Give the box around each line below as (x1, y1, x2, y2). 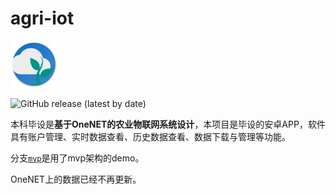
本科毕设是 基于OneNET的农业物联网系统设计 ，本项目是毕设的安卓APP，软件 (10, 118, 326, 130)
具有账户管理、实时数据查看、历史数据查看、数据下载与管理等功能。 (10, 130, 291, 142)
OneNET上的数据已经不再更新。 (10, 173, 142, 185)
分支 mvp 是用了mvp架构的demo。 (10, 152, 145, 164)
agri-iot (10, 7, 75, 30)
